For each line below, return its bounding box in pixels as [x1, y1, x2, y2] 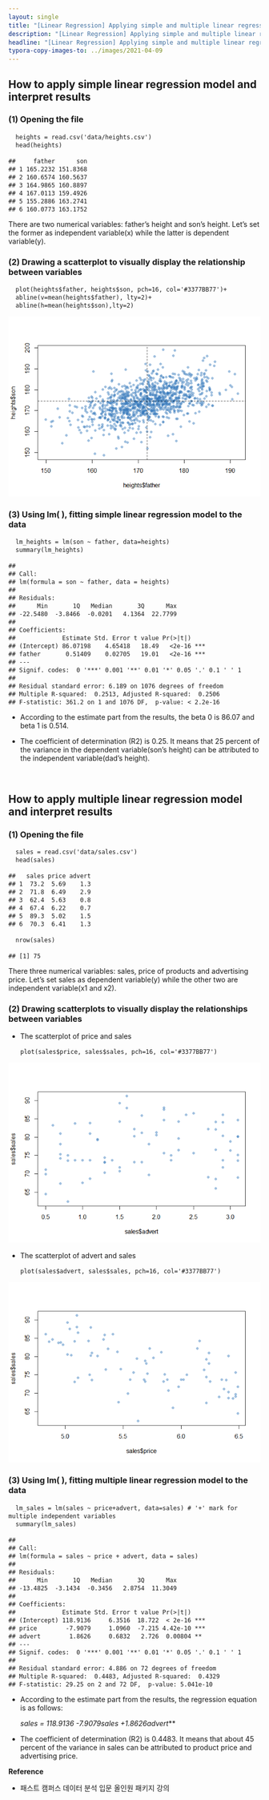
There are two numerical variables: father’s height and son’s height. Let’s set [8, 219, 260, 228]
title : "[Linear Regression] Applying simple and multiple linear [8, 21, 235, 30]
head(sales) [15, 856, 56, 865]
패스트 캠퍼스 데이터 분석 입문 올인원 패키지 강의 [19, 1783, 170, 1793]
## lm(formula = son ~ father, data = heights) [8, 578, 171, 587]
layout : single [8, 13, 59, 21]
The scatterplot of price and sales [19, 1031, 132, 1041]
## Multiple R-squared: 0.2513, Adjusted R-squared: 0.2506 [8, 690, 220, 699]
